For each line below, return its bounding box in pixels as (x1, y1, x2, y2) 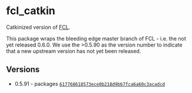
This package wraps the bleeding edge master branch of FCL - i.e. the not (6, 35, 187, 42)
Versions (6, 65, 40, 75)
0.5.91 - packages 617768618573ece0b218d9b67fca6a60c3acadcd (14, 80, 165, 87)
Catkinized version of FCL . (6, 24, 71, 31)
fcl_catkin (6, 4, 56, 18)
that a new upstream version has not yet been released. (6, 47, 141, 54)
